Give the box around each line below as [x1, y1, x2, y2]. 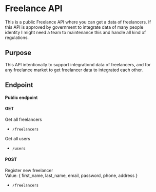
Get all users [5, 135, 31, 141]
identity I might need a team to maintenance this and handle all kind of [5, 29, 146, 35]
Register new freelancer [5, 167, 54, 173]
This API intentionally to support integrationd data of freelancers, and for [5, 61, 151, 67]
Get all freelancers [5, 116, 42, 122]
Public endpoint [5, 95, 38, 100]
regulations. [5, 35, 29, 40]
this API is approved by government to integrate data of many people [5, 24, 144, 30]
